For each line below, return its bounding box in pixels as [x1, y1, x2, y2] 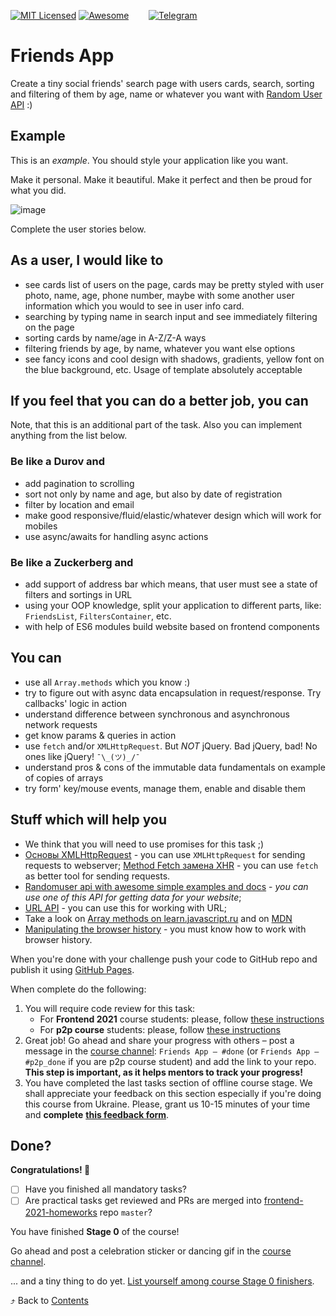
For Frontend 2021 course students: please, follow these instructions [39, 1013, 325, 1025]
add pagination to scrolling [24, 477, 135, 489]
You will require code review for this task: [24, 1002, 196, 1014]
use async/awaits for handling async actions [24, 530, 209, 542]
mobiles [24, 520, 58, 532]
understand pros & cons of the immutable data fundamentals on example [24, 761, 326, 773]
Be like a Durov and [10, 455, 106, 469]
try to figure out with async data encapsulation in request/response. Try [24, 686, 322, 699]
